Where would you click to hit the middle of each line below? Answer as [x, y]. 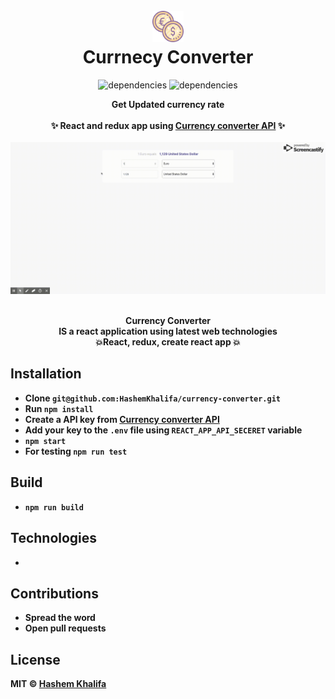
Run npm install [59, 408]
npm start [45, 441]
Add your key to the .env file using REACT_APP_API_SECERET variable [163, 430]
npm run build [54, 507]
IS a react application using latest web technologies [168, 331]
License [35, 659]
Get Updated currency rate [168, 104]
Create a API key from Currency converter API [122, 419]
